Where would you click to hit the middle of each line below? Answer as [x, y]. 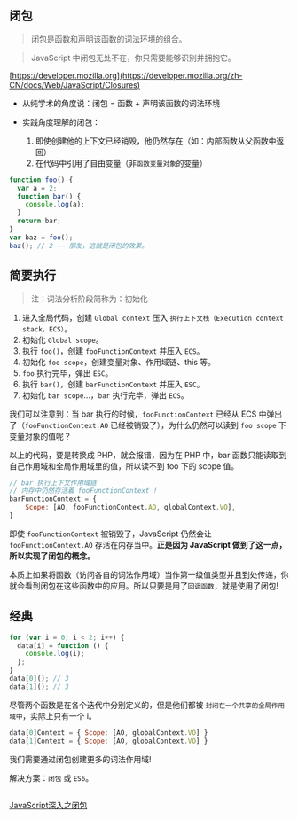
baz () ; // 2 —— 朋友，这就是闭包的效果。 [79, 246]
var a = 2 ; [37, 188]
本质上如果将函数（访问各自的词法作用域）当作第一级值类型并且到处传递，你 [149, 574]
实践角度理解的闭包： [61, 121]
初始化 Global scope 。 [63, 339]
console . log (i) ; [55, 654]
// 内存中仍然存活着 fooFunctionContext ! [83, 491]
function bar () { [49, 196]
